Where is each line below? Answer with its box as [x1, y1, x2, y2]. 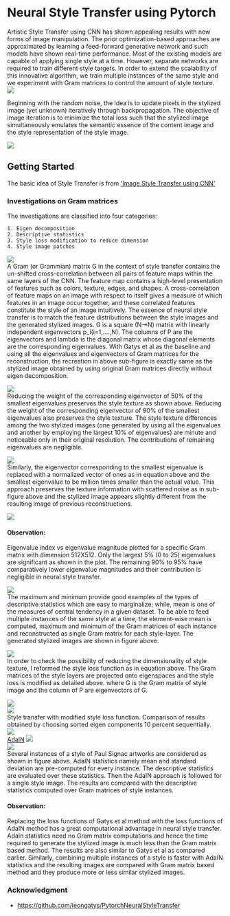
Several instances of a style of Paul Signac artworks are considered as [7, 750, 207, 758]
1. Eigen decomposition [7, 225, 76, 232]
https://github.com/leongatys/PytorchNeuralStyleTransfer [16, 901, 181, 909]
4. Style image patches [7, 243, 76, 250]
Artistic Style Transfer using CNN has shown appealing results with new [7, 27, 211, 36]
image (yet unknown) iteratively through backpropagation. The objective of [7, 106, 220, 114]
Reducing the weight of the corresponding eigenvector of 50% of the [7, 392, 203, 400]
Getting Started [7, 161, 75, 172]
